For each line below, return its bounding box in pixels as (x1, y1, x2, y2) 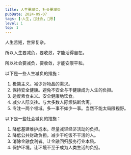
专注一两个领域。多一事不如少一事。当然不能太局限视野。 (12, 106, 129, 111)
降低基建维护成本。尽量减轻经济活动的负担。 (12, 126, 103, 132)
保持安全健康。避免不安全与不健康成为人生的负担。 (12, 87, 116, 93)
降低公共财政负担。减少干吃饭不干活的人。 (12, 133, 99, 138)
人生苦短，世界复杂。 (5, 40, 48, 45)
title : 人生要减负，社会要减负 (5, 7, 61, 12)
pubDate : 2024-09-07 (5, 12, 48, 17)
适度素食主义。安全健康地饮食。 (12, 93, 77, 99)
